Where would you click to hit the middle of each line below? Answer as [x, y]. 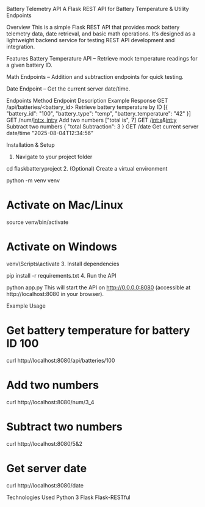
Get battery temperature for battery [98, 331]
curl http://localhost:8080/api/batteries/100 [61, 360]
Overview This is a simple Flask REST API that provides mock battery [93, 27]
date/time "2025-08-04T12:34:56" [50, 133]
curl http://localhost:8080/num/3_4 [50, 402]
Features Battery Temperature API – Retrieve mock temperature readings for [102, 58]
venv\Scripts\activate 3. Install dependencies [63, 264]
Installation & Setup [31, 145]
